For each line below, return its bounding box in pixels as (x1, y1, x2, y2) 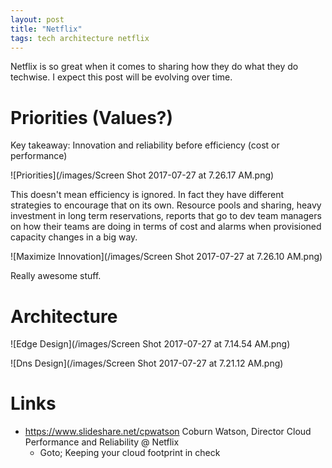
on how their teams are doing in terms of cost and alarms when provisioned (10, 221, 322, 233)
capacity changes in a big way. (10, 231, 138, 243)
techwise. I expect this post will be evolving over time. (10, 71, 233, 83)
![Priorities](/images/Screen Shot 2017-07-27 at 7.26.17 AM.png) (10, 169, 275, 181)
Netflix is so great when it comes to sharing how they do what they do (10, 61, 299, 73)
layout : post (10, 14, 65, 25)
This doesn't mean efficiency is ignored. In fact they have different (10, 189, 285, 201)
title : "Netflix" (10, 24, 83, 34)
